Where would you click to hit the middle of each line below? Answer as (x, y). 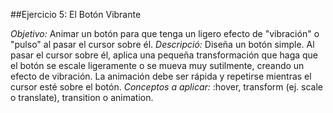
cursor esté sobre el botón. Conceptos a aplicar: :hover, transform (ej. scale (166, 87)
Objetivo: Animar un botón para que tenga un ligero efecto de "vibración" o (165, 33)
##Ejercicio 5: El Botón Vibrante (76, 14)
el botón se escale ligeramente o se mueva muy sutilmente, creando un (157, 65)
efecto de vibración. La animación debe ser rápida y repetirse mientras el (161, 76)
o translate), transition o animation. (82, 97)
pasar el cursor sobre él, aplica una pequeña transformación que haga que (164, 55)
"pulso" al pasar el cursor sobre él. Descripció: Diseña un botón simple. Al (162, 44)
